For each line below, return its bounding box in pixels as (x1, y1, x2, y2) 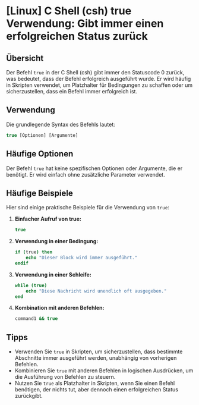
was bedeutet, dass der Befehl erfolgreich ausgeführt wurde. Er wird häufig (6, 76, 191, 82)
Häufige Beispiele (6, 188, 73, 198)
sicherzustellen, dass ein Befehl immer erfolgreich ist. (6, 88, 138, 95)
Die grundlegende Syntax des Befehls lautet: (6, 121, 116, 128)
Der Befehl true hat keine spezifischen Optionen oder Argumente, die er (6, 165, 183, 172)
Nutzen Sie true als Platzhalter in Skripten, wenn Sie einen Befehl (14, 379, 175, 387)
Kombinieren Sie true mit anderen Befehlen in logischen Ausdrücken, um (14, 367, 194, 374)
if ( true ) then (14, 249, 53, 255)
